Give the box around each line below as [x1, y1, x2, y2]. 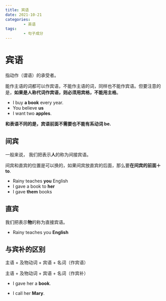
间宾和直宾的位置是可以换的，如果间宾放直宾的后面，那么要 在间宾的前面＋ [5, 162, 161, 168]
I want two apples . [12, 110, 52, 116]
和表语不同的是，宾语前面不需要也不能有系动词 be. [5, 120, 112, 127]
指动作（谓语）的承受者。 [5, 72, 59, 78]
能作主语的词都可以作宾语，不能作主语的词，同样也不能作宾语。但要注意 [5, 83, 156, 89]
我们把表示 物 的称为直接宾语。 [5, 219, 68, 225]
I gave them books [12, 188, 52, 194]
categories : [5, 17, 30, 22]
